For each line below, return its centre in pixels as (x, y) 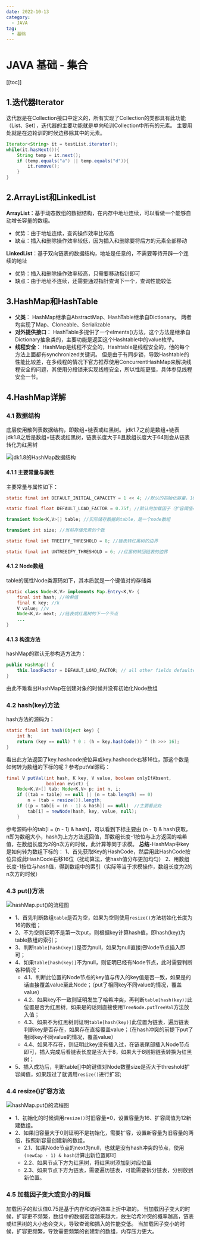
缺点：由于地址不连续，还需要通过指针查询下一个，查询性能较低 (93, 280)
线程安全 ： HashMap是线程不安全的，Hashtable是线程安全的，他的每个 (102, 347)
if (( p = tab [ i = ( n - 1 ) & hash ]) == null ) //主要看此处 (89, 806)
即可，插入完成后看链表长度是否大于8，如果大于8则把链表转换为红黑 (108, 1052)
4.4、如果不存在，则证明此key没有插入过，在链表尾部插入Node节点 (107, 1044)
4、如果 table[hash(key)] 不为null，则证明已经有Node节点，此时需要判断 (104, 963)
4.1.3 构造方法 (23, 639)
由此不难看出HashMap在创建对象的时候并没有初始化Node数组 (82, 688)
